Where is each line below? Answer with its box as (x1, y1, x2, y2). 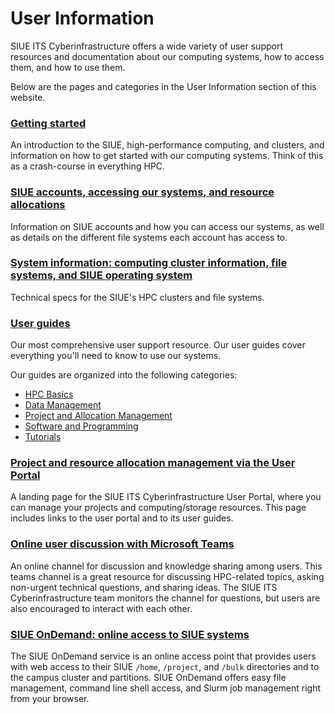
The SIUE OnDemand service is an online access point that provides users (10, 650, 317, 662)
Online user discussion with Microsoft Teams (10, 537, 235, 551)
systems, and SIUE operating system (10, 268, 193, 282)
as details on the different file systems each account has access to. (10, 231, 288, 243)
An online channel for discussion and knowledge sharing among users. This (10, 560, 323, 572)
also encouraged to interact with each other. (10, 602, 193, 614)
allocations (10, 198, 66, 212)
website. (10, 91, 46, 103)
